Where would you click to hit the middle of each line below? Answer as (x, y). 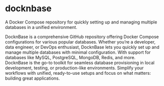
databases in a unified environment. (41, 27)
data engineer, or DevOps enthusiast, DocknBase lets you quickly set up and (82, 47)
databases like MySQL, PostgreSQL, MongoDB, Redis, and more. (70, 57)
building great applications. (33, 78)
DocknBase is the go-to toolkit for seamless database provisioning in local (80, 63)
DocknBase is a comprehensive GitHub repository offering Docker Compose (82, 37)
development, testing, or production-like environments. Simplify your (74, 68)
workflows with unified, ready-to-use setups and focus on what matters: (78, 73)
